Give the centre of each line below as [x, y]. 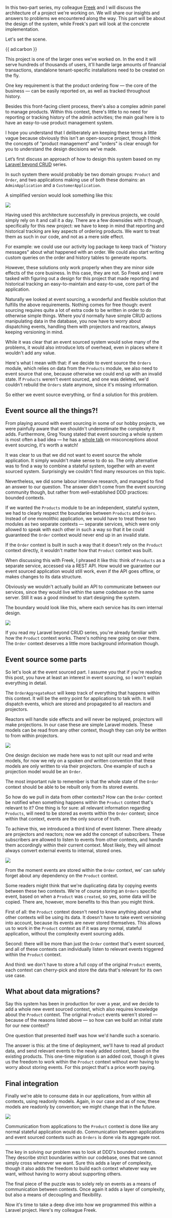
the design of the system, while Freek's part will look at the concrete [78, 24]
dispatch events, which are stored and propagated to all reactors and [78, 704]
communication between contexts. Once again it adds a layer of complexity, [85, 1189]
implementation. [22, 29]
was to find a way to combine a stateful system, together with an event [80, 466]
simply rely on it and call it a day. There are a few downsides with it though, [85, 220]
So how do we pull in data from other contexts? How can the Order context [84, 797]
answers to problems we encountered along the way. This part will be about [85, 18]
